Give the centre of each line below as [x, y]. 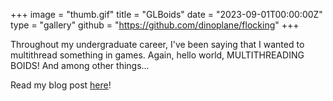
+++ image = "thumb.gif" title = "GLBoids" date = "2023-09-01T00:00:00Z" [166, 14]
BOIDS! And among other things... [80, 65]
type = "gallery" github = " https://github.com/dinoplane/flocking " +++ [155, 25]
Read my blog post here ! [61, 85]
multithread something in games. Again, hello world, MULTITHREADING [157, 55]
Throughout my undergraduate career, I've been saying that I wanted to [157, 44]
